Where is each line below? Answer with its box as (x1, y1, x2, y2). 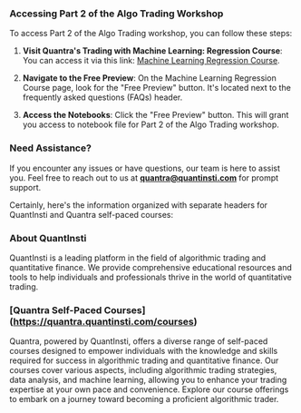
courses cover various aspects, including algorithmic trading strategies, (9, 365, 277, 376)
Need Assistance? (9, 142, 92, 154)
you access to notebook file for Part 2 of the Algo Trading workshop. (22, 119, 279, 130)
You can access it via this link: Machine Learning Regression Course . (22, 55, 280, 66)
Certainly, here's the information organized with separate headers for (9, 199, 268, 211)
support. (9, 182, 42, 192)
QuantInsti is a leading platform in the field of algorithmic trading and (9, 252, 267, 263)
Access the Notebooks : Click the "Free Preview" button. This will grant (22, 110, 289, 121)
